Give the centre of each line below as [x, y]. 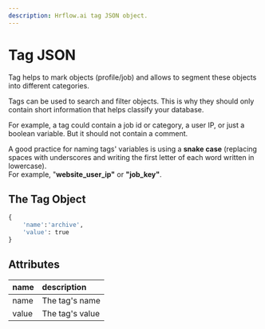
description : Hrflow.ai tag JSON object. [78, 16]
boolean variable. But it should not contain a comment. [98, 133]
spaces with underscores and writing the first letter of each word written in [131, 157]
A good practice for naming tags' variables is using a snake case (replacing [133, 149]
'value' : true [46, 233]
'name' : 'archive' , [53, 225]
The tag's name [71, 300]
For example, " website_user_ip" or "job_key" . [85, 174]
